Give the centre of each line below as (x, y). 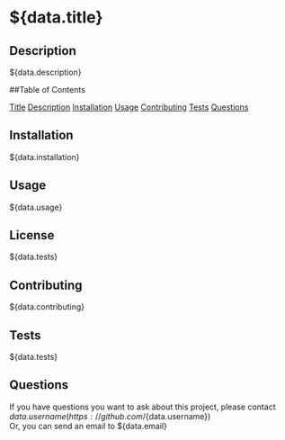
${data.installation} (45, 157)
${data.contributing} (47, 307)
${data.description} (45, 72)
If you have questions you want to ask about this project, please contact (142, 407)
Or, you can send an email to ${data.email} (89, 426)
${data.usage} (36, 207)
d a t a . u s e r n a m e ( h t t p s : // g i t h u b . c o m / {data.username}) (110, 416)
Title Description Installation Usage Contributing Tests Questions (129, 107)
